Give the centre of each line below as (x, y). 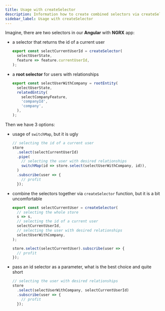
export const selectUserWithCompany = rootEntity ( (65, 83)
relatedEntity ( (32, 92)
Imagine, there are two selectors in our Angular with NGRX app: (70, 33)
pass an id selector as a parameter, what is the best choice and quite (82, 267)
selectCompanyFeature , (44, 97)
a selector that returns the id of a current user (58, 42)
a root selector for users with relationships (55, 74)
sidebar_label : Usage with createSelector (49, 19)
